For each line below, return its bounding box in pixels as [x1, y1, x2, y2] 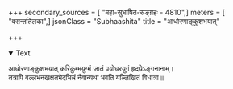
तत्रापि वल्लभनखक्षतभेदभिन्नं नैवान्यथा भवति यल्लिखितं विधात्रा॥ [8, 73, 164, 82]
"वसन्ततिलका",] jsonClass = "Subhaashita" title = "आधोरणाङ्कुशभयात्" [8, 17, 220, 26]
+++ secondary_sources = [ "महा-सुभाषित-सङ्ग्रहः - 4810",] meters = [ [8, 8, 226, 17]
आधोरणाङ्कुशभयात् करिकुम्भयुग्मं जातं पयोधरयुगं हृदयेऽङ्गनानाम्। [8, 64, 175, 73]
